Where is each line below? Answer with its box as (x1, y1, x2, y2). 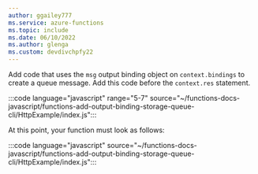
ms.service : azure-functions (8, 19, 104, 27)
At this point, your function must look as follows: (8, 125, 165, 135)
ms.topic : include (8, 26, 69, 34)
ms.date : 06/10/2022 (8, 33, 77, 42)
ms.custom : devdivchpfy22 (8, 48, 93, 56)
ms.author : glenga (8, 41, 69, 49)
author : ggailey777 (8, 11, 73, 20)
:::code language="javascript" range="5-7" (8, 94, 148, 102)
